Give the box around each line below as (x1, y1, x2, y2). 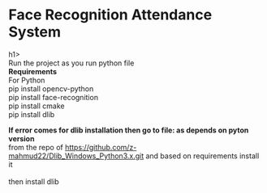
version (8, 133, 35, 143)
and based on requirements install (145, 151, 260, 161)
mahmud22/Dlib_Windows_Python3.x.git (8, 151, 144, 161)
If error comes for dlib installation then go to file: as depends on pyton (8, 125, 249, 135)
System (8, 23, 62, 41)
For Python (8, 75, 45, 85)
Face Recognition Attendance (8, 6, 213, 24)
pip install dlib (8, 109, 55, 119)
